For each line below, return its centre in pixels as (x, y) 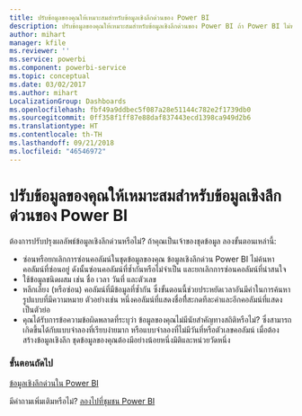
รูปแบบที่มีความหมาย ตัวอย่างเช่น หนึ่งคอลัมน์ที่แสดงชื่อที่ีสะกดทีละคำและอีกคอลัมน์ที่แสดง (152, 299)
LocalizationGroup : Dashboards (68, 101)
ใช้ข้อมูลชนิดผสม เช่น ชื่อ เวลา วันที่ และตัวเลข (89, 279)
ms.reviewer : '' (40, 51)
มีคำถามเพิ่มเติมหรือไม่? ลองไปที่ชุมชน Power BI (82, 401)
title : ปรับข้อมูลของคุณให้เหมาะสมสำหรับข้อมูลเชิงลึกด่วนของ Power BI (109, 18)
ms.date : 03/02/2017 (48, 84)
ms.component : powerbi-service (68, 68)
